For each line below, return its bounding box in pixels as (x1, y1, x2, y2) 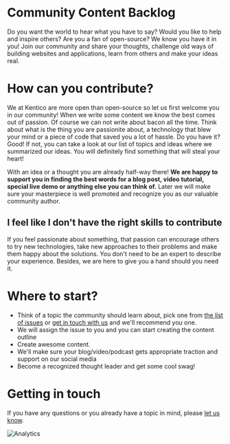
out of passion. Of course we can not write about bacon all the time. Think (7, 118, 218, 126)
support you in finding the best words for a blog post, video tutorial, (7, 175, 205, 183)
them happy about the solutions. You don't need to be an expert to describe (7, 249, 222, 258)
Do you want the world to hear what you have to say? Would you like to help (7, 27, 222, 36)
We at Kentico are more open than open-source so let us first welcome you (7, 103, 220, 111)
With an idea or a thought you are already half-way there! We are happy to (7, 167, 218, 176)
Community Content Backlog (7, 5, 176, 21)
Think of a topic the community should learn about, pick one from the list (16, 311, 223, 319)
